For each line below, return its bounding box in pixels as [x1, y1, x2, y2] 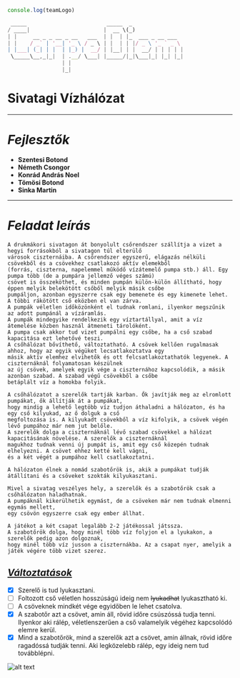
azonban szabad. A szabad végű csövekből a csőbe [7, 372, 159, 379]
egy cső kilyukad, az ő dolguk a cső [7, 409, 120, 417]
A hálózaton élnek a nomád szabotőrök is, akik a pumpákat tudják [7, 466, 209, 473]
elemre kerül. [17, 625, 57, 634]
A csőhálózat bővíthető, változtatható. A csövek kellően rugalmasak [7, 341, 219, 348]
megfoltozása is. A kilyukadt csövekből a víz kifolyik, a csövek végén [7, 416, 229, 423]
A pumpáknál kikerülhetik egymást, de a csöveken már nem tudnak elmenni [7, 497, 232, 504]
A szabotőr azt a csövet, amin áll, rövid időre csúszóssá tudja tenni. [17, 609, 216, 618]
